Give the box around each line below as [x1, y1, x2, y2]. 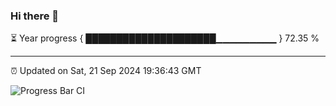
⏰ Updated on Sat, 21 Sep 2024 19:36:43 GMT [10, 65, 202, 77]
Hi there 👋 [10, 9, 60, 23]
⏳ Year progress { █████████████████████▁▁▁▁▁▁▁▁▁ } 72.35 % [10, 32, 320, 44]
